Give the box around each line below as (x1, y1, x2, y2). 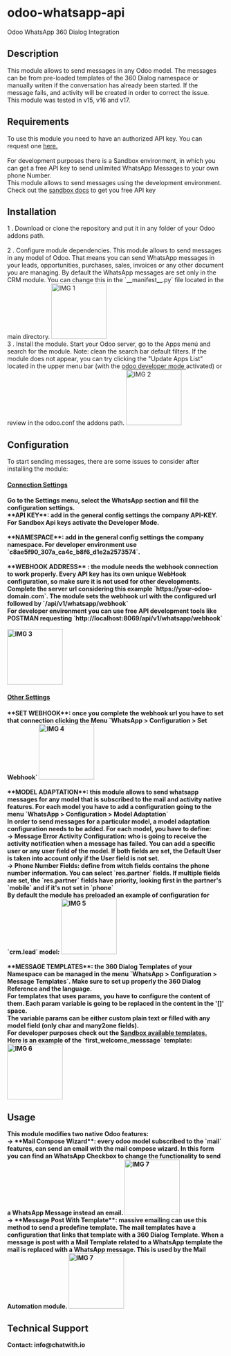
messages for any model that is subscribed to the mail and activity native (7, 795, 222, 803)
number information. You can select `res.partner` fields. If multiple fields (7, 869, 221, 877)
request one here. (7, 141, 58, 150)
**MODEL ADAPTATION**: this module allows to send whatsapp (7, 788, 199, 796)
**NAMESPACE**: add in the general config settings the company (7, 533, 204, 541)
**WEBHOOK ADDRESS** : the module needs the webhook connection (7, 563, 219, 571)
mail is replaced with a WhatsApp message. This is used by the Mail (7, 1246, 206, 1254)
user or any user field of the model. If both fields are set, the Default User (7, 846, 221, 855)
